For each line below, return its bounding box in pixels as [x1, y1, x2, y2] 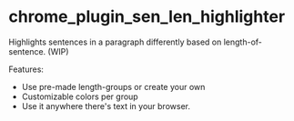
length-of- [223, 36, 263, 47]
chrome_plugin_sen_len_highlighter [8, 6, 286, 27]
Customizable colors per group [21, 91, 138, 102]
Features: [8, 64, 45, 75]
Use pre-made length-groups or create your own [21, 81, 206, 92]
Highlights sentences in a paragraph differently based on [8, 36, 222, 47]
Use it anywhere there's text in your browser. [21, 100, 190, 111]
